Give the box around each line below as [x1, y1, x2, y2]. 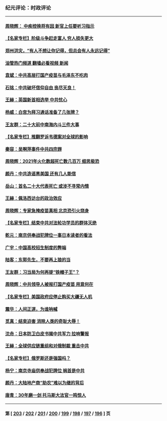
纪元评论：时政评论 [5, 4, 51, 11]
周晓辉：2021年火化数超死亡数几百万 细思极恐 [5, 158, 99, 165]
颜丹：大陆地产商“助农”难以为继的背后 [5, 380, 84, 386]
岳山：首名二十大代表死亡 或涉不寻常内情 [5, 183, 89, 189]
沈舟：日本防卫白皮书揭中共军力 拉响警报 [5, 331, 89, 337]
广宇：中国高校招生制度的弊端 [5, 245, 66, 251]
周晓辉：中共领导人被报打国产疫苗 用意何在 [5, 281, 93, 287]
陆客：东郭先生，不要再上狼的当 [5, 257, 71, 263]
